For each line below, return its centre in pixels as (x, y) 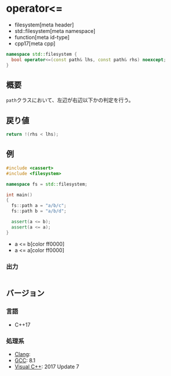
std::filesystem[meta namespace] (55, 31)
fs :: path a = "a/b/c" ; (39, 206)
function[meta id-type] (42, 37)
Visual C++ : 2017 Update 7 (47, 367)
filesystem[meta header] (44, 25)
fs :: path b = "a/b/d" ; (39, 211)
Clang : (23, 354)
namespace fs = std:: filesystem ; (47, 184)
